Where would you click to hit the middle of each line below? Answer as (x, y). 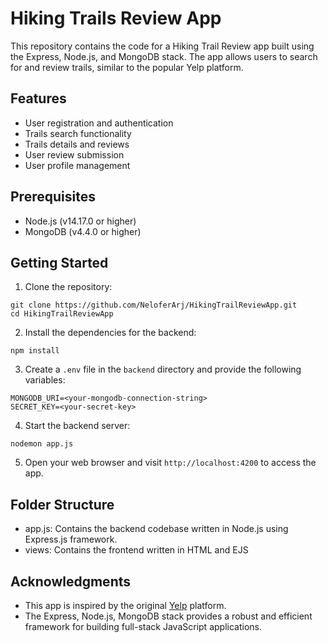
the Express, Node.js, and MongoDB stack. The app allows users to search (164, 56)
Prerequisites (53, 197)
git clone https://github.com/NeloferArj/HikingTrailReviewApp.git (154, 305)
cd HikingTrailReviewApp (62, 314)
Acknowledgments (71, 581)
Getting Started (59, 262)
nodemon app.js (42, 444)
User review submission (74, 154)
